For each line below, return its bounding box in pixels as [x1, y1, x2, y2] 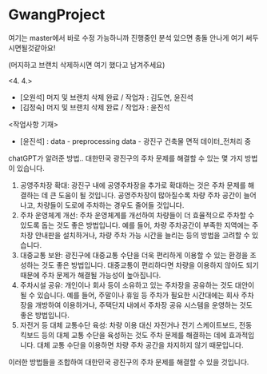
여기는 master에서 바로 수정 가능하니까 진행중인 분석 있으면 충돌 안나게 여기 [8, 33, 245, 42]
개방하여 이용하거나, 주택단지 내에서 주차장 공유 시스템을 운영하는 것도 [34, 300, 253, 309]
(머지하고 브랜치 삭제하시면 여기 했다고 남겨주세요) [8, 60, 165, 70]
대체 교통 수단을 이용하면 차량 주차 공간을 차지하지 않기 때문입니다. [37, 340, 244, 349]
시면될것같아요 [8, 42, 54, 53]
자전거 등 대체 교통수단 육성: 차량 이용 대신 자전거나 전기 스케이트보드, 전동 [19, 320, 253, 329]
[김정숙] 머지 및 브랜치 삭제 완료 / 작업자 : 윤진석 [19, 102, 170, 112]
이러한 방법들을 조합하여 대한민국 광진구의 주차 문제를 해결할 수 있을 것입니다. [8, 357, 249, 367]
